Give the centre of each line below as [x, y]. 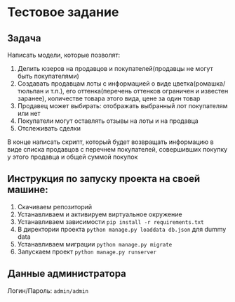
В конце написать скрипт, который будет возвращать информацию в [110, 142]
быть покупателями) [48, 76]
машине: [28, 190]
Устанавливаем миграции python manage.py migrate [95, 244]
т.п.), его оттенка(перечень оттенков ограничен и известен [139, 91]
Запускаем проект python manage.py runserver [87, 251]
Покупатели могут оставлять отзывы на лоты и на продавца [108, 121]
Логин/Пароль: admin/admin [48, 290]
